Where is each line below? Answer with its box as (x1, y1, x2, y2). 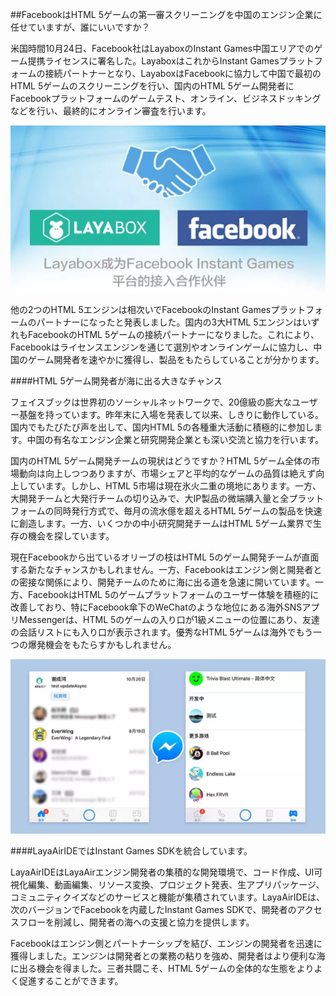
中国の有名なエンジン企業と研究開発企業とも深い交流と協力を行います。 (26, 434, 325, 446)
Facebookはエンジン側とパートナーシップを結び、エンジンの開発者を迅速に (10, 938, 323, 950)
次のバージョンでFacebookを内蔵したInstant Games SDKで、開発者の (10, 904, 297, 916)
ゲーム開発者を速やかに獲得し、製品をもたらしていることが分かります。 (27, 354, 325, 366)
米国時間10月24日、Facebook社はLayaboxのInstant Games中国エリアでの (10, 43, 315, 54)
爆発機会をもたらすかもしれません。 (27, 639, 177, 651)
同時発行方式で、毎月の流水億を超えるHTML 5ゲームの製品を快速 (53, 505, 323, 517)
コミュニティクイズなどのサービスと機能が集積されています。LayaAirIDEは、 (10, 891, 326, 903)
